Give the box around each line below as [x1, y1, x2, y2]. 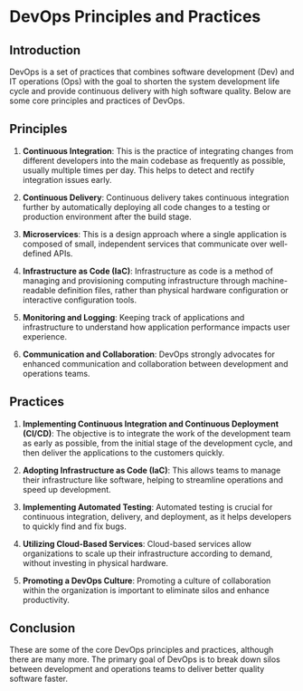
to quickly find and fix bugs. [22, 521, 127, 532]
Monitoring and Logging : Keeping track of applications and [22, 312, 245, 322]
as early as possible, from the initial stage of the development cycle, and [22, 437, 293, 448]
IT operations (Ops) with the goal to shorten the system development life [9, 76, 280, 87]
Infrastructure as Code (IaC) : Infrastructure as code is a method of [22, 265, 274, 276]
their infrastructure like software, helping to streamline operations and [22, 474, 283, 485]
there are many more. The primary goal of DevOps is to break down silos [9, 654, 280, 665]
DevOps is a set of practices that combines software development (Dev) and [9, 66, 295, 77]
